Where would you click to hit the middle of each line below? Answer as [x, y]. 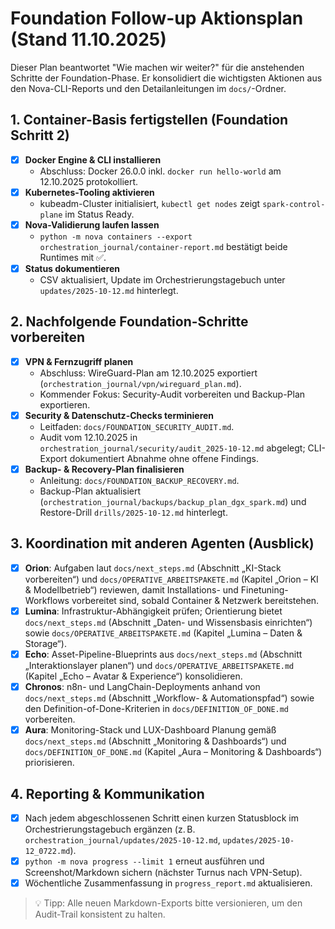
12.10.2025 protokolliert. [89, 181]
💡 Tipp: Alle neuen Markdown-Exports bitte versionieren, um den [168, 903]
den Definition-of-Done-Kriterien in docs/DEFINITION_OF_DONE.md [157, 709]
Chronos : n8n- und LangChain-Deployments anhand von [142, 686]
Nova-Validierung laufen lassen [92, 224]
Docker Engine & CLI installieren [93, 159]
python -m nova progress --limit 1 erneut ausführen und [144, 861]
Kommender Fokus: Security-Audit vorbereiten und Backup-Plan [172, 394]
